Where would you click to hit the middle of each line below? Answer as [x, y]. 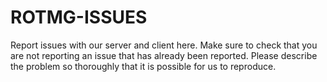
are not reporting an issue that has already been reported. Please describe [164, 55]
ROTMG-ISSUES [79, 17]
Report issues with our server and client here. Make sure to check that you [164, 45]
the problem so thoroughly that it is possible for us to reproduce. [143, 66]
